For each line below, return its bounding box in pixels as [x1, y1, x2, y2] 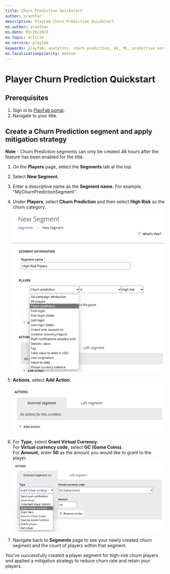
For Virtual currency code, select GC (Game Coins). [12, 444, 123, 450]
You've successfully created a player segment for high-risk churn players [5, 552, 158, 558]
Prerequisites [5, 94, 49, 103]
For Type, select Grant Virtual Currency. [12, 439, 99, 445]
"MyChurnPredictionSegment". [12, 189, 77, 195]
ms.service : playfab [5, 41, 49, 46]
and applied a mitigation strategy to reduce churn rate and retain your [5, 558, 150, 564]
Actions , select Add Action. [12, 377, 72, 383]
